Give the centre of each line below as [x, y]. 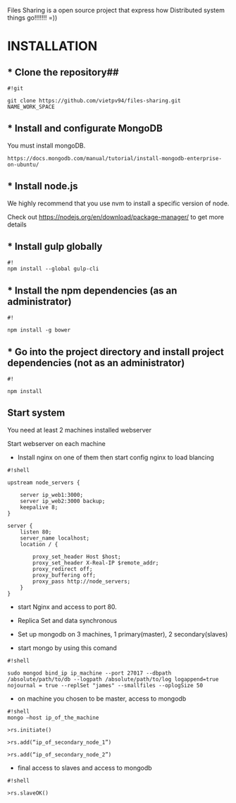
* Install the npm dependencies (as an [92, 290]
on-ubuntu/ [23, 164]
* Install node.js [43, 186]
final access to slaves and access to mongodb [85, 768]
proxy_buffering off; [64, 575]
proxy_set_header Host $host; [77, 557]
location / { [39, 544]
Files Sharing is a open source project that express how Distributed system [116, 10]
